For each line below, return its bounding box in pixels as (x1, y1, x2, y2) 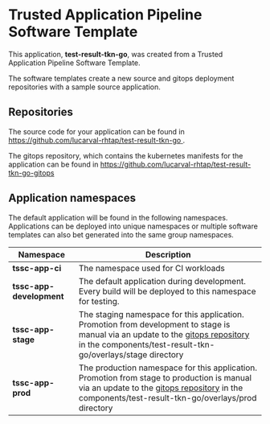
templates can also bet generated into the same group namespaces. (8, 229, 235, 239)
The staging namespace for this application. (79, 308, 245, 319)
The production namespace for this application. (79, 362, 258, 373)
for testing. (79, 295, 120, 307)
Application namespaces (8, 191, 137, 205)
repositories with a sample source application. (8, 82, 161, 92)
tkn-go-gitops (8, 167, 55, 178)
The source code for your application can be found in (8, 126, 185, 136)
